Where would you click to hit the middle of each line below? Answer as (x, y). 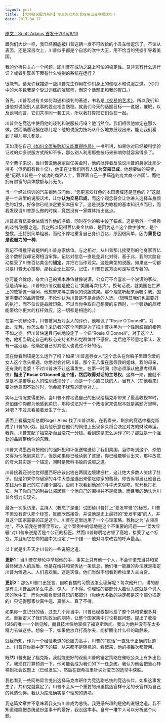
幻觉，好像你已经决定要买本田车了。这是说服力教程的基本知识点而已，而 (87, 205)
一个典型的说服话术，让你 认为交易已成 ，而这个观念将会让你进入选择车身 (83, 198)
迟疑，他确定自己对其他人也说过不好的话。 (61, 346)
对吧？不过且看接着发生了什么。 (38, 410)
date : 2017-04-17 (23, 19)
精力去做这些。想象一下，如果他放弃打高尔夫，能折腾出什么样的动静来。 (79, 630)
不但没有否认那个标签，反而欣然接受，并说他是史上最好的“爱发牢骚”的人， (81, 514)
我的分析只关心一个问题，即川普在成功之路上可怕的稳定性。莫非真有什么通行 (83, 67)
